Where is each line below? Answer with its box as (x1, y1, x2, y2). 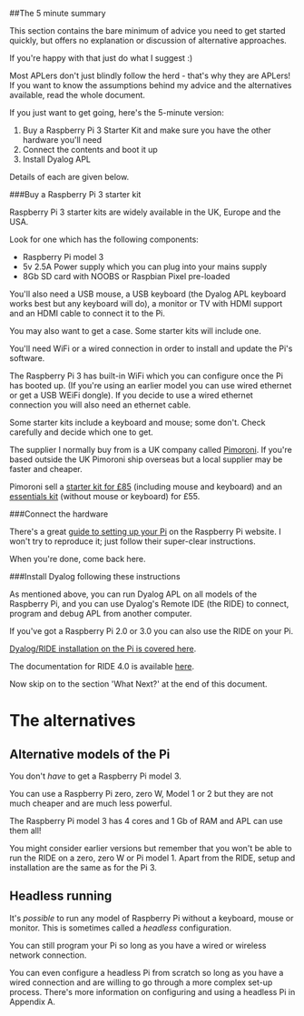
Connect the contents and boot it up (22, 145, 159, 155)
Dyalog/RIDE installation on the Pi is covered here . (9, 643, 197, 654)
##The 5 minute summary (9, 8, 106, 18)
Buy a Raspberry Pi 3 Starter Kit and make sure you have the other (22, 125, 271, 136)
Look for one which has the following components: (9, 234, 200, 245)
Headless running (9, 889, 113, 904)
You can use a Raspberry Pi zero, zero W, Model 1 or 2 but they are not (9, 789, 274, 799)
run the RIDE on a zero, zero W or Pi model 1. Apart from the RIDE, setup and (9, 852, 296, 863)
